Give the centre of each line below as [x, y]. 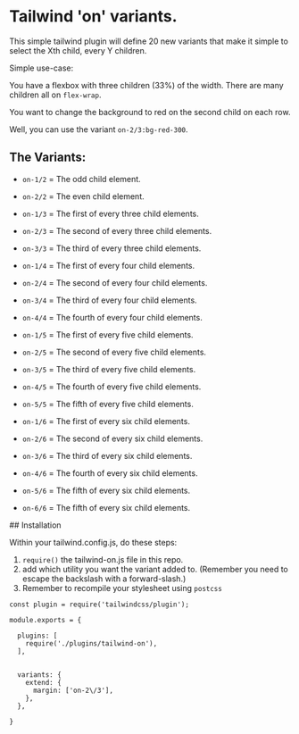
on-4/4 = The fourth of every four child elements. [112, 317]
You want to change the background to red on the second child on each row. [150, 112]
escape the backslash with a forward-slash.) [104, 579]
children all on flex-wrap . [55, 95]
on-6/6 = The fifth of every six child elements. [106, 507]
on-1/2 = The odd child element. [81, 179]
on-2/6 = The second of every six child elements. [112, 438]
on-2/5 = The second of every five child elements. [114, 352]
